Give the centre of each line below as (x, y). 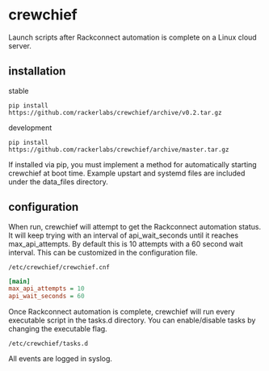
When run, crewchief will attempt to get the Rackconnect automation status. (134, 226)
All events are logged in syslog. (61, 359)
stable (19, 91)
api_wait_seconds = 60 (46, 297)
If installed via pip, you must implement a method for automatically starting (132, 164)
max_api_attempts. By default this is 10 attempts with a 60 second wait (126, 243)
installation (37, 72)
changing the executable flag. (58, 329)
